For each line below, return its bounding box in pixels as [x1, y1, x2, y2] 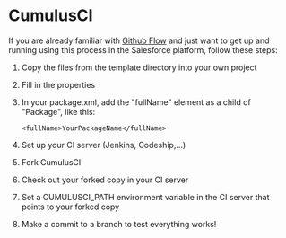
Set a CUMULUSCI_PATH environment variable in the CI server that [21, 191, 270, 202]
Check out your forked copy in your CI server [21, 174, 189, 185]
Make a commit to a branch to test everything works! [21, 218, 217, 229]
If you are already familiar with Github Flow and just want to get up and [8, 35, 270, 46]
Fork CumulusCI [21, 156, 82, 167]
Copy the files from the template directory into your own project [21, 62, 257, 73]
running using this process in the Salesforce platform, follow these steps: [8, 44, 279, 55]
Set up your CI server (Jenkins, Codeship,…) [21, 139, 186, 150]
